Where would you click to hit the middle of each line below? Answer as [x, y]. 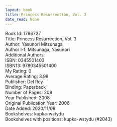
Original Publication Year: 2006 [37, 103]
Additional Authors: [25, 55]
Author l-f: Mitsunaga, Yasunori [38, 50]
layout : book [19, 10]
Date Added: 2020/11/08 [30, 108]
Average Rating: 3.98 [27, 77]
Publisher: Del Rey [24, 82]
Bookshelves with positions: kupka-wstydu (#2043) [59, 119]
